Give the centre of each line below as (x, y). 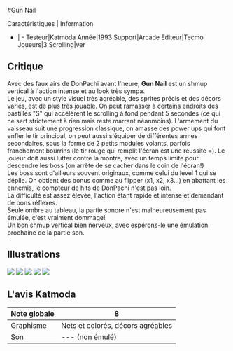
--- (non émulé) (89, 337)
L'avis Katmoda (42, 295)
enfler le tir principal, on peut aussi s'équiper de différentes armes (103, 135)
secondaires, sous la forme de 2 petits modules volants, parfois (99, 143)
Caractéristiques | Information (50, 23)
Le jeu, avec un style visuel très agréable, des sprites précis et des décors (114, 98)
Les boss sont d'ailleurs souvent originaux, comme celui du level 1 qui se (112, 173)
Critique (26, 67)
